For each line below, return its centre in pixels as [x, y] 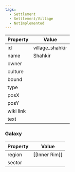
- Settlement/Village [31, 19]
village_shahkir [50, 48]
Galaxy [14, 134]
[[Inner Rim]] [48, 154]
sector [15, 162]
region [15, 154]
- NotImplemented [27, 23]
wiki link [17, 111]
